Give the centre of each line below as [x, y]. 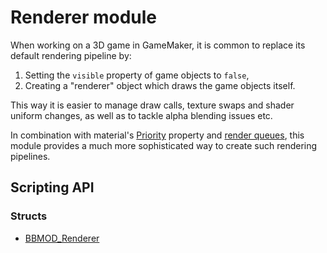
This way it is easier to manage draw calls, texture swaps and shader [152, 105]
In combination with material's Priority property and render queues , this [157, 135]
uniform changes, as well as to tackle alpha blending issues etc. [141, 115]
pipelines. [30, 156]
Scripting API [52, 187]
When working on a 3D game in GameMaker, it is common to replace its [158, 45]
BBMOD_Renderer [62, 238]
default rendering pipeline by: [71, 55]
